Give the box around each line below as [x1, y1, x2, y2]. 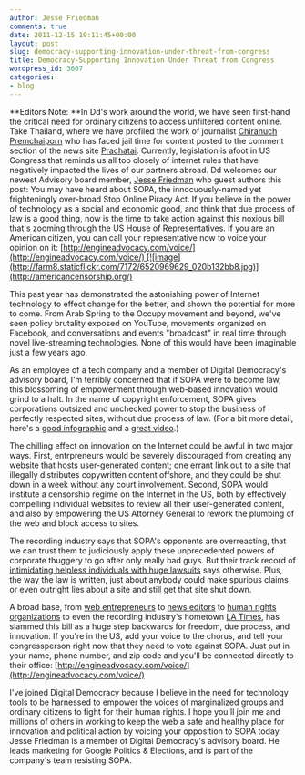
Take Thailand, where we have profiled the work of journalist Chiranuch [9, 125, 278, 137]
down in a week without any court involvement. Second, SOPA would [9, 479, 269, 490]
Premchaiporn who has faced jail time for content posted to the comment [9, 135, 284, 146]
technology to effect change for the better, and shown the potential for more [9, 298, 296, 309]
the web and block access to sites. [9, 517, 139, 529]
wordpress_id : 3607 [9, 65, 84, 74]
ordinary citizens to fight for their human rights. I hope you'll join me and [9, 706, 280, 717]
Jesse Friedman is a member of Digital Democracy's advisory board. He [9, 735, 280, 746]
